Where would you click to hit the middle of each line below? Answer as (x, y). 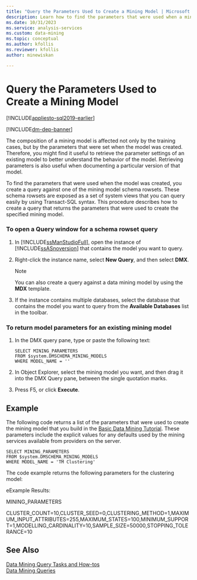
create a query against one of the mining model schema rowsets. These (93, 189)
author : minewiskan (30, 55)
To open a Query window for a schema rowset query (82, 229)
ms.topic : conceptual (33, 39)
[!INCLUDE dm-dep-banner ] (40, 129)
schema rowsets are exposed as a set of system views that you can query (96, 195)
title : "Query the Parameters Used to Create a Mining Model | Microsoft (98, 11)
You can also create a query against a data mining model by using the (99, 282)
